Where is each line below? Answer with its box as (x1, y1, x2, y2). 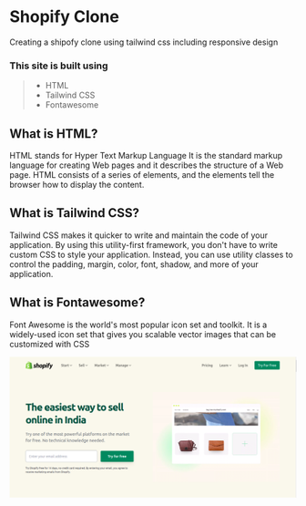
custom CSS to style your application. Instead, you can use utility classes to (9, 249, 293, 260)
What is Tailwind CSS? (9, 205, 139, 221)
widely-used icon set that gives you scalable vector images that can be (9, 328, 276, 339)
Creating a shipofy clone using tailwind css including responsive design (9, 36, 279, 47)
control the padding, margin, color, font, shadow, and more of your (9, 258, 259, 270)
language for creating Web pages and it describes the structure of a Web (9, 160, 284, 170)
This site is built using (9, 59, 108, 72)
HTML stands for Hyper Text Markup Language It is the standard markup (9, 150, 283, 161)
